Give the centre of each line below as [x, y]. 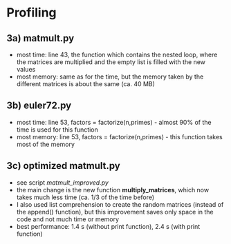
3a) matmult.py [40, 38]
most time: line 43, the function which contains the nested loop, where [117, 54]
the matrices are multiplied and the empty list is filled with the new [111, 62]
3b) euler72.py [39, 106]
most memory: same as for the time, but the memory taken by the [110, 77]
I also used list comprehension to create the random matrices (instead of [120, 204]
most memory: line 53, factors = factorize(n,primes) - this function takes [119, 136]
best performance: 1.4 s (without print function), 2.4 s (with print [108, 226]
